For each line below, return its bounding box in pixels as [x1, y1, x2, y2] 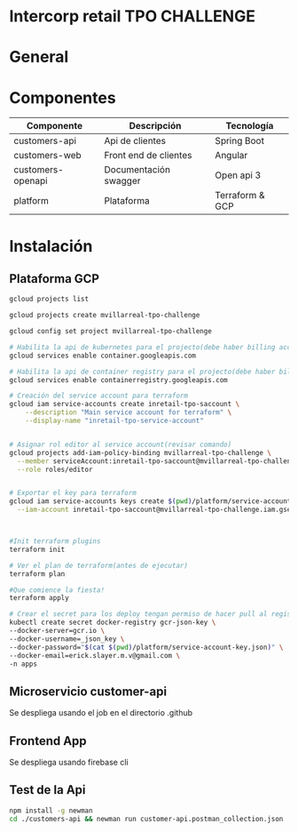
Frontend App [9, 733, 87, 748]
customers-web [13, 149, 82, 162]
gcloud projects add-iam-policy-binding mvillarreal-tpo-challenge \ [9, 448, 272, 457]
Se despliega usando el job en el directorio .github [9, 708, 193, 718]
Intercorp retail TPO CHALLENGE [9, 6, 255, 27]
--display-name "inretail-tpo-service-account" [25, 416, 204, 426]
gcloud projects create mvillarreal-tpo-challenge [9, 311, 200, 320]
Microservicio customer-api [9, 684, 167, 699]
